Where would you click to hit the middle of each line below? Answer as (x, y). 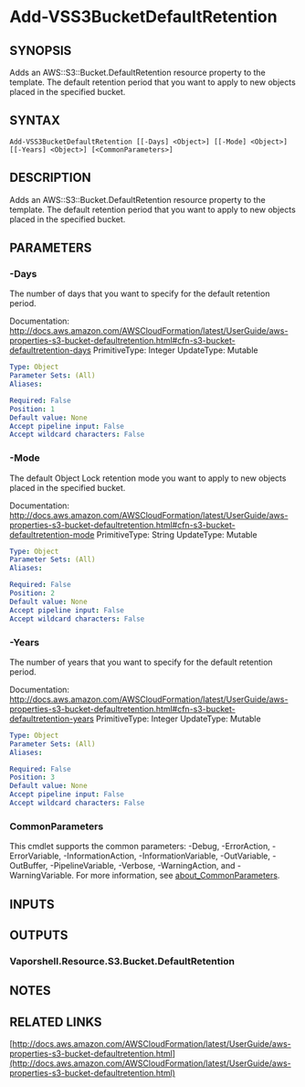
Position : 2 (32, 593)
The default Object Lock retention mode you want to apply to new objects (148, 478)
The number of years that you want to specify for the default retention (141, 662)
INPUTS (32, 904)
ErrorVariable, (36, 856)
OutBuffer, (29, 866)
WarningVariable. (42, 876)
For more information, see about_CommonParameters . (178, 876)
